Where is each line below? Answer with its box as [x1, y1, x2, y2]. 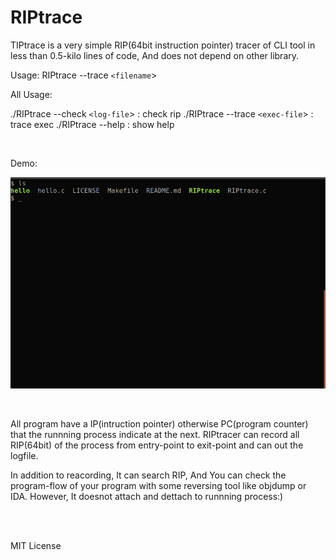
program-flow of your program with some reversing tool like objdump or [10, 479, 307, 491]
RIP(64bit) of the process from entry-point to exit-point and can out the [10, 439, 304, 451]
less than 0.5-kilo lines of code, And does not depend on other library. [10, 49, 300, 61]
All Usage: [10, 88, 53, 100]
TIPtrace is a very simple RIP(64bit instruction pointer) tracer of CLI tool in [10, 39, 316, 51]
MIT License [10, 539, 62, 551]
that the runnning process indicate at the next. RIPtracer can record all [10, 428, 300, 440]
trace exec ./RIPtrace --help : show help [10, 118, 175, 130]
